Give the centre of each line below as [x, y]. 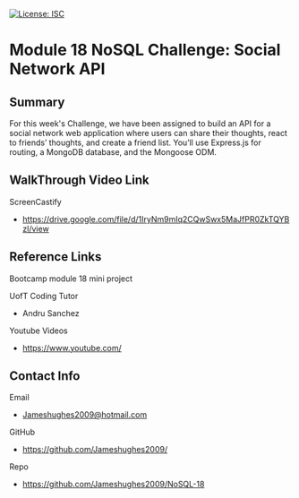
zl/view [35, 228]
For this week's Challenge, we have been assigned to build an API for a [140, 124]
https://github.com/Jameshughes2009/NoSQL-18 [113, 485]
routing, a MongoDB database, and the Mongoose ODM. [113, 152]
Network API [57, 69]
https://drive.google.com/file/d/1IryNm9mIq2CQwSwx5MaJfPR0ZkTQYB [156, 219]
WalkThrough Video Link [79, 180]
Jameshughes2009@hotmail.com [85, 415]
